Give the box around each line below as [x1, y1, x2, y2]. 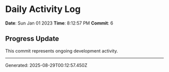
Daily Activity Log [5, 3, 81, 15]
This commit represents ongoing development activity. [5, 47, 118, 53]
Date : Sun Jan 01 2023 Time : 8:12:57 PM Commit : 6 [5, 20, 114, 26]
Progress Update [5, 34, 59, 43]
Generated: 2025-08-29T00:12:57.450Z [5, 62, 88, 68]
